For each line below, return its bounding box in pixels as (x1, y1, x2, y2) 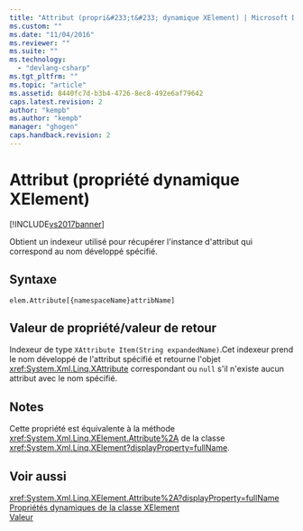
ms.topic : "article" (9, 80, 87, 89)
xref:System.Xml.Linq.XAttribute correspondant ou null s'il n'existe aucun (9, 363, 285, 375)
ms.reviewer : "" (9, 38, 70, 48)
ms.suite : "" (9, 47, 59, 56)
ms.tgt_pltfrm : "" (9, 72, 78, 81)
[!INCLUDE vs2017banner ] (9, 219, 106, 229)
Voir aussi (9, 469, 67, 484)
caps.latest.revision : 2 (9, 97, 103, 107)
